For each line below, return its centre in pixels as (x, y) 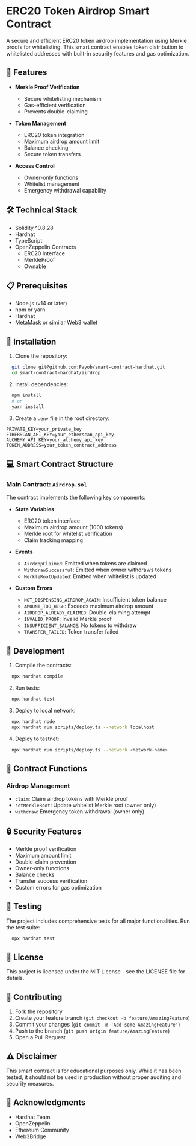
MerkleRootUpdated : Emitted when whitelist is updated (90, 576)
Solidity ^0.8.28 (34, 228)
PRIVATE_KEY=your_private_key (44, 429)
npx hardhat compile (37, 676)
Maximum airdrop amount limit (62, 141)
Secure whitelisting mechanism (63, 98)
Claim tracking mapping (53, 540)
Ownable (35, 266)
